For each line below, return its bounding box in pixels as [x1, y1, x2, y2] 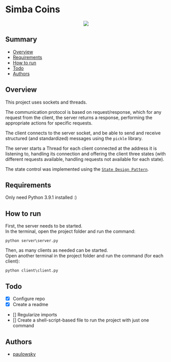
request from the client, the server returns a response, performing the [5, 114, 153, 120]
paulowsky [12, 351, 36, 357]
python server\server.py [5, 238, 58, 244]
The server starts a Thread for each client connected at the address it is [5, 145, 157, 151]
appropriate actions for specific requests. [5, 119, 93, 126]
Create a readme [12, 301, 49, 308]
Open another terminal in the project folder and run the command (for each [5, 253, 164, 259]
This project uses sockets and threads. [5, 99, 88, 105]
